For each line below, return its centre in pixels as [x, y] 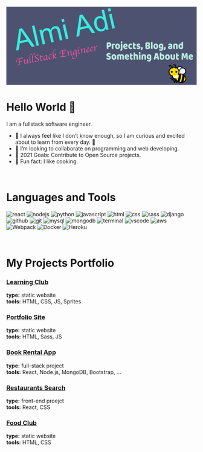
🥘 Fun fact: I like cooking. [47, 161]
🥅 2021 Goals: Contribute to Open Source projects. [78, 155]
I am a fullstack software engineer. [49, 124]
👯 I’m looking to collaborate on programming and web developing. [97, 148]
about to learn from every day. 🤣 [55, 142]
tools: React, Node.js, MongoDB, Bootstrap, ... [64, 372]
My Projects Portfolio [60, 263]
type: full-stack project [35, 366]
